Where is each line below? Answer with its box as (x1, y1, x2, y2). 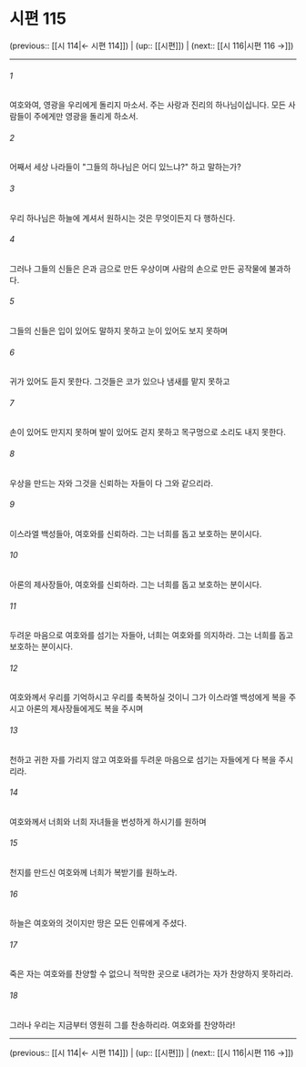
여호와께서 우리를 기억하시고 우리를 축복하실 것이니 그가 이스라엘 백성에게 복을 (9, 692, 287, 703)
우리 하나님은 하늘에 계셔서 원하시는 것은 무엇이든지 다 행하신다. (9, 212, 236, 223)
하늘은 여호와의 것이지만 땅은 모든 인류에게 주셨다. (9, 918, 188, 929)
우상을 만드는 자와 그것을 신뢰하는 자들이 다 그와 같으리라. (9, 477, 214, 488)
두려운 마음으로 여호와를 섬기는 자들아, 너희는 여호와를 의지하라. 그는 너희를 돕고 (9, 630, 294, 641)
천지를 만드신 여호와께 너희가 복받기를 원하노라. (9, 867, 178, 878)
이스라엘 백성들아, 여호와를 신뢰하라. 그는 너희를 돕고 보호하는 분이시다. (9, 528, 262, 539)
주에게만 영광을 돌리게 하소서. (33, 111, 138, 122)
